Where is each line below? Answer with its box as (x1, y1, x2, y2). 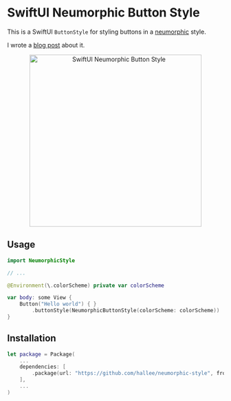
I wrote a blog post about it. (7, 41, 85, 49)
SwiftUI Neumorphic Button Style (7, 5, 201, 21)
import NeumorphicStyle (7, 257, 76, 264)
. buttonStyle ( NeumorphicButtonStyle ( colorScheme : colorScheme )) (32, 307, 220, 314)
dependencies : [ (19, 363, 67, 371)
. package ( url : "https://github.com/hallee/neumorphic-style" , (32, 370, 214, 377)
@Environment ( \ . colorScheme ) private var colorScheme (7, 282, 165, 289)
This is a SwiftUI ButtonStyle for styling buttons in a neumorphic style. (7, 28, 206, 36)
